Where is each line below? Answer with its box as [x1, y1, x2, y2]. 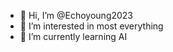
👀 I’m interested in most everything [19, 20, 164, 32]
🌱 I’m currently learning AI [19, 31, 128, 42]
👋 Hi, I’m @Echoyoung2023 [19, 10, 134, 21]
